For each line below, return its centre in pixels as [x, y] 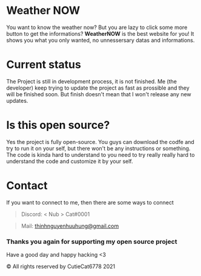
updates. [17, 100]
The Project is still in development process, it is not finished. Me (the [92, 81]
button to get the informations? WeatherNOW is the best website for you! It [100, 33]
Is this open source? [58, 125]
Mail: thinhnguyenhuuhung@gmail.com [70, 226]
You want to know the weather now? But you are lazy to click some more [97, 27]
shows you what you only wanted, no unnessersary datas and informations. [100, 40]
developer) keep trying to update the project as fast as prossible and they [98, 88]
